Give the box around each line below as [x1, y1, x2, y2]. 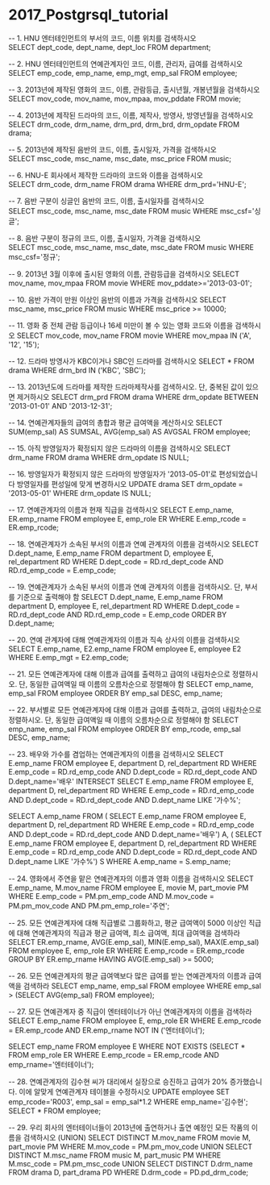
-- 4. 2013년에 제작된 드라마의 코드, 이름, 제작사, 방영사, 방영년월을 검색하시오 [8, 110, 254, 120]
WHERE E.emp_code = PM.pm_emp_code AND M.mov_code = [8, 891, 215, 900]
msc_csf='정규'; [8, 252, 60, 261]
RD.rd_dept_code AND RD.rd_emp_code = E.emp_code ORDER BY [8, 609, 227, 619]
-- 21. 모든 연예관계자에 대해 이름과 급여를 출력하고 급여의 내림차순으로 [8, 669, 231, 679]
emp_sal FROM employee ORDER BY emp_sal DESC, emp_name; [8, 688, 223, 698]
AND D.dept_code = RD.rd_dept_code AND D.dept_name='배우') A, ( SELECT [8, 829, 263, 839]
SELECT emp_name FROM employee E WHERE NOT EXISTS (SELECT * [8, 1042, 246, 1051]
